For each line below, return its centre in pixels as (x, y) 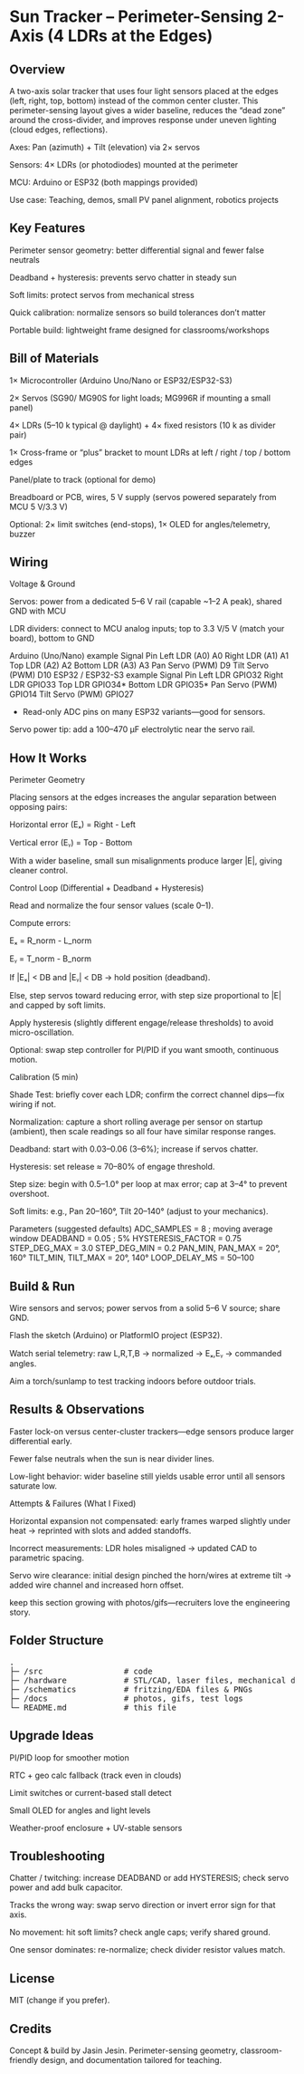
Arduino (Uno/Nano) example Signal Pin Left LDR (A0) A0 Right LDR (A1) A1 (149, 656)
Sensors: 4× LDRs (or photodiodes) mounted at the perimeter (124, 164)
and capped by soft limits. (57, 1005)
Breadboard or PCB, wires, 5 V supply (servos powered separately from (143, 497)
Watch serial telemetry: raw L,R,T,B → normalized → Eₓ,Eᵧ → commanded (146, 1354)
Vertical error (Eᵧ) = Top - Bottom (71, 843)
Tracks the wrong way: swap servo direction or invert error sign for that (142, 1905)
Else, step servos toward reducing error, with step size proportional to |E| (146, 996)
